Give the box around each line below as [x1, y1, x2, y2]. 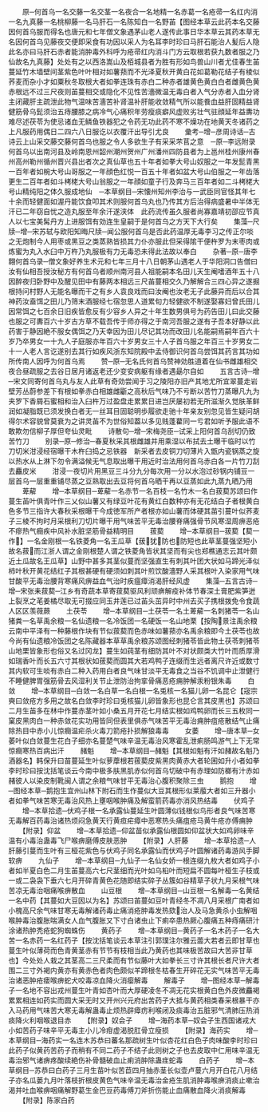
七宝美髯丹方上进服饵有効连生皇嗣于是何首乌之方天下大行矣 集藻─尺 [22, 216, 260, 226]
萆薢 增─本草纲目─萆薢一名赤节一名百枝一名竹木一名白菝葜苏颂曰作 [22, 486, 258, 495]
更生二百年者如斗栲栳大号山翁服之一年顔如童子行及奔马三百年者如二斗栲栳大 [8, 177, 260, 186]
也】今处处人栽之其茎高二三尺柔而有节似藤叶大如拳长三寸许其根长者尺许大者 [8, 955, 260, 965]
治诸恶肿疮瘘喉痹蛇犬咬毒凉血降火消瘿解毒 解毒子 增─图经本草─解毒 [8, 975, 260, 985]
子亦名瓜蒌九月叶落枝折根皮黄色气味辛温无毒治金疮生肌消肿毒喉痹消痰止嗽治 [8, 1075, 260, 1085]
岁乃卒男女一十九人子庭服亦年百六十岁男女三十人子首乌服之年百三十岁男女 [8, 336, 253, 346]
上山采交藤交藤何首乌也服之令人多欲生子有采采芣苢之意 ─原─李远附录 [22, 137, 256, 146]
